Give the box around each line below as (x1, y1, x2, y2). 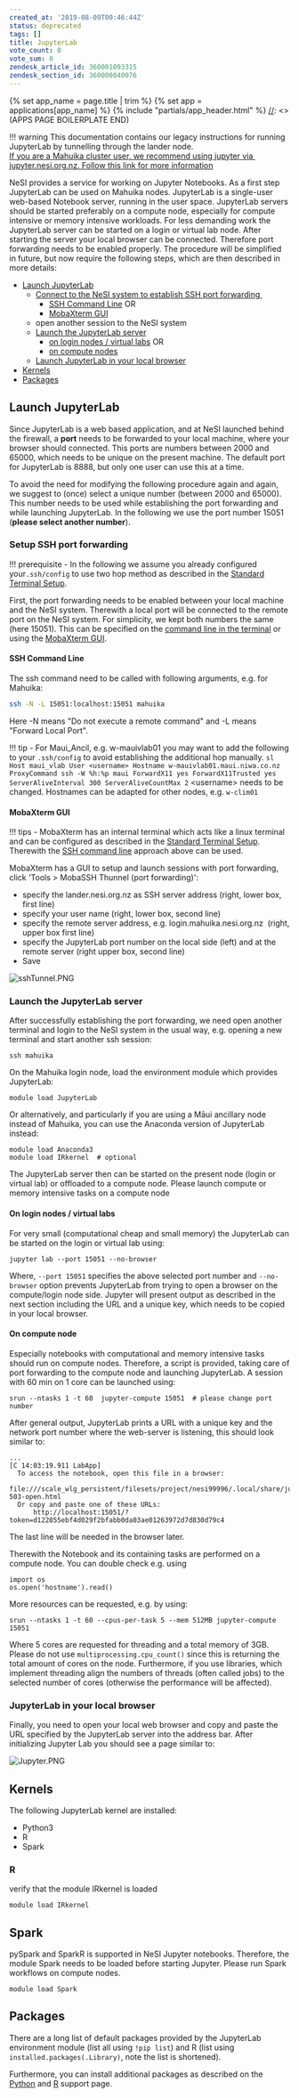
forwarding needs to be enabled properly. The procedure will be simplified (9, 243, 282, 254)
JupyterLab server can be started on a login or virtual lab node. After (9, 224, 262, 235)
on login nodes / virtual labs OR (48, 336, 165, 347)
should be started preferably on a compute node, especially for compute (9, 206, 276, 216)
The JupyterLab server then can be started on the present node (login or (9, 1169, 276, 1179)
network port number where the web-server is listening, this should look (9, 1426, 274, 1438)
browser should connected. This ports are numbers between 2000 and (9, 442, 270, 453)
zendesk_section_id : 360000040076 (9, 71, 138, 80)
